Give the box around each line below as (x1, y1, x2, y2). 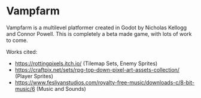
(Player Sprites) (14, 72, 54, 79)
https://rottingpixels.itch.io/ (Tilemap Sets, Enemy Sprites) (14, 60, 158, 67)
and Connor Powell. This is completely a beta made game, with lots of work (6, 30, 193, 37)
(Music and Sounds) (36, 85, 87, 92)
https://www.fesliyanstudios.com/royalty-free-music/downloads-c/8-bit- (14, 79, 195, 86)
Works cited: (6, 48, 38, 55)
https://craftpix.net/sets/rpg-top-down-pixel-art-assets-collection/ (14, 66, 180, 73)
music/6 (14, 85, 35, 92)
